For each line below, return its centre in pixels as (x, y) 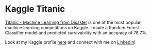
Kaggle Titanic (35, 9)
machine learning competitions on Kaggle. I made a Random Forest (72, 27)
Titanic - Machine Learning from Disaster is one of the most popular (73, 22)
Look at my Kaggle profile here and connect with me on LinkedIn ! (70, 42)
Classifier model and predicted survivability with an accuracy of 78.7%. (76, 33)
